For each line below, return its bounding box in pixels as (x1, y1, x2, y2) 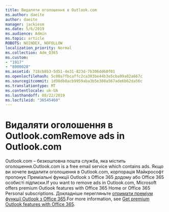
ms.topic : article (5, 36, 44, 41)
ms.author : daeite (5, 12, 44, 17)
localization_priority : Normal (5, 45, 72, 50)
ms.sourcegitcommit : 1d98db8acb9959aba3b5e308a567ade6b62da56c (5, 78, 143, 84)
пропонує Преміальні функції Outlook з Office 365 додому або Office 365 (5, 174, 164, 180)
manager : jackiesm (5, 21, 44, 27)
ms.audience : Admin (5, 31, 47, 36)
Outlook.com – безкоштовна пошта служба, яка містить (5, 158, 126, 164)
